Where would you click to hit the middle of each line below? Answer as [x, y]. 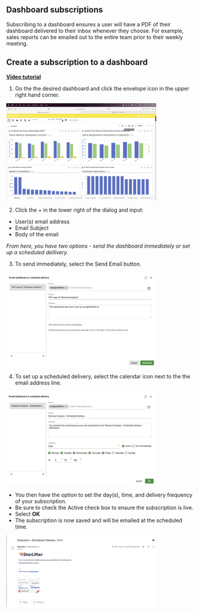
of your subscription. [41, 501]
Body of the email [37, 235]
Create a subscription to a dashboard [77, 62]
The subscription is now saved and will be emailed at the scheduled [99, 521]
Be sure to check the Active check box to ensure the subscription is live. [104, 508]
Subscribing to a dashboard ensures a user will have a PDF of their [88, 24]
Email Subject [32, 228]
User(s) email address [42, 222]
